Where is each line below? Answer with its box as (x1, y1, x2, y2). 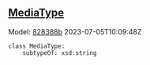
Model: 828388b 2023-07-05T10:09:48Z (8, 27, 142, 36)
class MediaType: (8, 42, 66, 50)
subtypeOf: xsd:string (22, 49, 97, 57)
